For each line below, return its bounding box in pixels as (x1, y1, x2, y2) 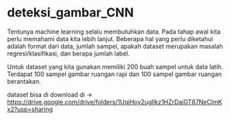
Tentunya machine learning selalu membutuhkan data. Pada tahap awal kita (7, 27, 221, 36)
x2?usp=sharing (7, 105, 54, 113)
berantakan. (7, 77, 41, 85)
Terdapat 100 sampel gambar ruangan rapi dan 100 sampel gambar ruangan (7, 70, 222, 78)
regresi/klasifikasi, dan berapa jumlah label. (7, 49, 130, 58)
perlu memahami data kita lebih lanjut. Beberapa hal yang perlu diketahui (7, 34, 214, 43)
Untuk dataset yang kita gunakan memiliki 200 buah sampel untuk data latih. (7, 62, 223, 71)
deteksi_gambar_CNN (7, 5, 134, 21)
